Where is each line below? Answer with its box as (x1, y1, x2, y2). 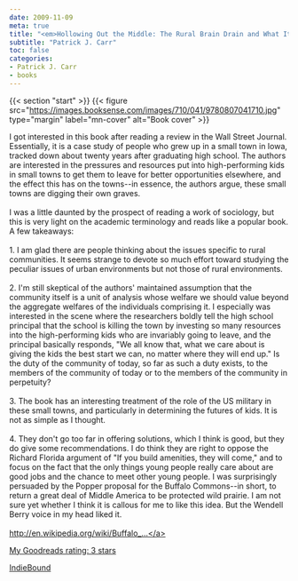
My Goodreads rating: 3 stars (9, 545, 117, 555)
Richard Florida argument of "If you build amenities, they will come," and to (9, 452, 283, 463)
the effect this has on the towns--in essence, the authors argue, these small (9, 179, 286, 189)
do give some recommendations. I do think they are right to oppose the (9, 442, 269, 453)
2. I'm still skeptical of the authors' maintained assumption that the (9, 282, 253, 293)
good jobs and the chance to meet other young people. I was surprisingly (9, 471, 278, 482)
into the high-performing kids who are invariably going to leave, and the (9, 330, 272, 340)
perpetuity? (9, 377, 51, 387)
